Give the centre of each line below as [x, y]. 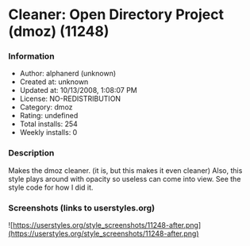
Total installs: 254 [48, 124]
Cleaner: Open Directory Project [116, 15]
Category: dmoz [46, 107]
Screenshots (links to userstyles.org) [82, 208]
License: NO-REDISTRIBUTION [70, 99]
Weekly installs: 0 [48, 133]
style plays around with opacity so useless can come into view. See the [125, 179]
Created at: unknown [54, 82]
